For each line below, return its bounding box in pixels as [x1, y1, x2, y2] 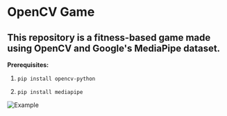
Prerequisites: [7, 61, 49, 69]
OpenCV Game [7, 4, 95, 20]
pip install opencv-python [17, 75, 96, 82]
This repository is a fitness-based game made [7, 32, 211, 43]
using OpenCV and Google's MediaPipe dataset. [7, 42, 221, 54]
